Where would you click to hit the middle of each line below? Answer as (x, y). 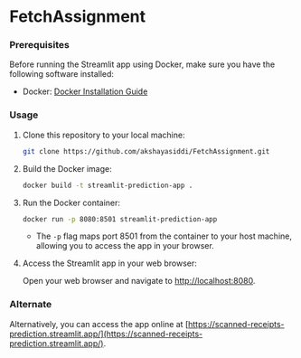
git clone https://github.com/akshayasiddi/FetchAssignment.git (146, 151)
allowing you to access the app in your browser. (125, 246)
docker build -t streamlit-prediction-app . (108, 185)
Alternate (31, 305)
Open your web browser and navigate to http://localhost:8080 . (139, 281)
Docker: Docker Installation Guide (85, 91)
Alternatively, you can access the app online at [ (99, 324)
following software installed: (62, 74)
